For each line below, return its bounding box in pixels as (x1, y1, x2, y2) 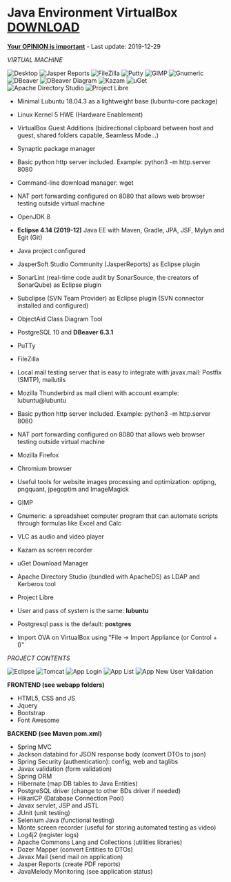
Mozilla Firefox (17, 450, 59, 459)
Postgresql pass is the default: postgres (17, 619, 132, 628)
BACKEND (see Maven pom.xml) (7, 729, 102, 737)
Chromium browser (17, 464, 72, 472)
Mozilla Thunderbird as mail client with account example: (17, 388, 179, 397)
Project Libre (17, 593, 54, 601)
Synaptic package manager (17, 144, 96, 152)
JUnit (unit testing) (17, 808, 70, 816)
